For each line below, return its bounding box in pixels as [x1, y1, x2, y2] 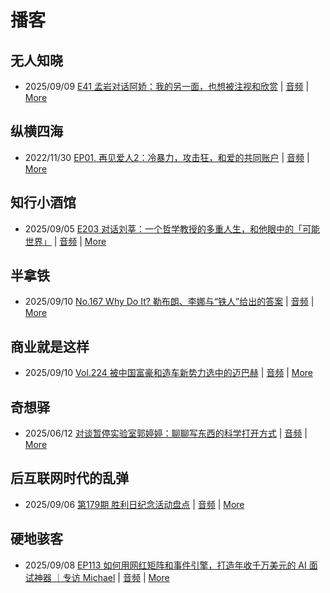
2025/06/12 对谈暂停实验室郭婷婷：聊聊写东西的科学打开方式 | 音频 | [24, 427, 308, 440]
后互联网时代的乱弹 [10, 470, 129, 487]
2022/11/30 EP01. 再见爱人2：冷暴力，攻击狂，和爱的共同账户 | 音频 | [24, 151, 310, 163]
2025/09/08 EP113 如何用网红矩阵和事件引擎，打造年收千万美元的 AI [24, 559, 307, 571]
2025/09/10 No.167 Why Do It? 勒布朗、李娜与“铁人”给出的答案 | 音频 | [24, 296, 315, 308]
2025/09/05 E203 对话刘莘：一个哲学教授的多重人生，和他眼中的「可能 [24, 222, 321, 235]
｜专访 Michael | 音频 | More [53, 571, 170, 583]
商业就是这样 [10, 338, 90, 355]
